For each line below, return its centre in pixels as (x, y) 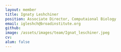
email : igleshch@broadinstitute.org (43, 24)
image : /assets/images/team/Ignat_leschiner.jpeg (58, 33)
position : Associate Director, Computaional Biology (61, 19)
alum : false (17, 42)
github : (13, 28)
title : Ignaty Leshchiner (32, 14)
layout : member (21, 10)
